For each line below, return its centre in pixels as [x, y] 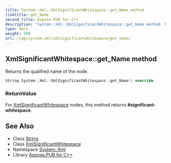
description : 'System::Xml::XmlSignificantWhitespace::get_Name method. [84, 24]
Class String [25, 139]
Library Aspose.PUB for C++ [42, 155]
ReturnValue [21, 94]
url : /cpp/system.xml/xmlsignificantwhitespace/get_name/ [68, 39]
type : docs [17, 29]
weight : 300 [18, 34]
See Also [20, 126]
